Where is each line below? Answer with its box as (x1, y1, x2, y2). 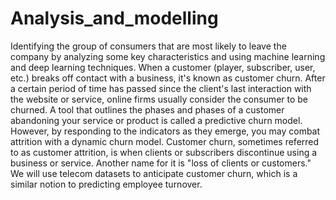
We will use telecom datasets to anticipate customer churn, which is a (10, 167, 298, 179)
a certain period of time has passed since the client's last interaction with (10, 82, 312, 94)
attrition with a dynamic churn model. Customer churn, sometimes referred (10, 135, 320, 147)
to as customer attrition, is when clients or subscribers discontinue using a (10, 146, 318, 158)
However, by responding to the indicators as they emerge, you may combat (10, 125, 321, 137)
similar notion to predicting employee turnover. (10, 178, 203, 190)
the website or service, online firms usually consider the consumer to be (10, 93, 309, 105)
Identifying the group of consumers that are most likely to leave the (10, 40, 287, 52)
